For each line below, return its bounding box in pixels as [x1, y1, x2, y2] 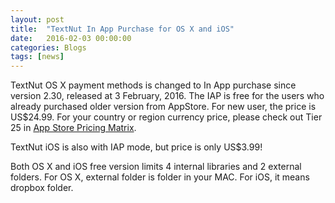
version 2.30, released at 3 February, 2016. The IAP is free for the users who [10, 90, 325, 102]
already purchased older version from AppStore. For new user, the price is [10, 101, 317, 113]
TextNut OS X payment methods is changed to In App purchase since [10, 79, 297, 91]
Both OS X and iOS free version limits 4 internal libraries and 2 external [10, 161, 302, 173]
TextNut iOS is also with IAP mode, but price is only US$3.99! [10, 141, 263, 153]
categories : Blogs [10, 42, 87, 53]
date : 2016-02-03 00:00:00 [10, 33, 132, 43]
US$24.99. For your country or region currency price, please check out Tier [10, 111, 323, 123]
